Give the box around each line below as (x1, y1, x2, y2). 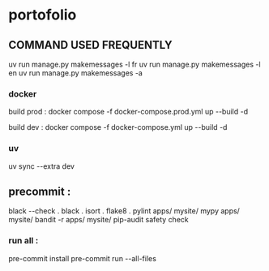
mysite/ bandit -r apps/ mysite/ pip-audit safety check (8, 215, 189, 225)
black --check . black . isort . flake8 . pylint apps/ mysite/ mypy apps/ (8, 206, 241, 216)
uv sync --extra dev (8, 161, 75, 171)
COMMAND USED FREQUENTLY (8, 38, 173, 52)
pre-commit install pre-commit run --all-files (8, 253, 156, 263)
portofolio (8, 6, 77, 24)
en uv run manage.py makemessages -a (8, 68, 143, 78)
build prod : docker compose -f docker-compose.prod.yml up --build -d (8, 107, 249, 117)
